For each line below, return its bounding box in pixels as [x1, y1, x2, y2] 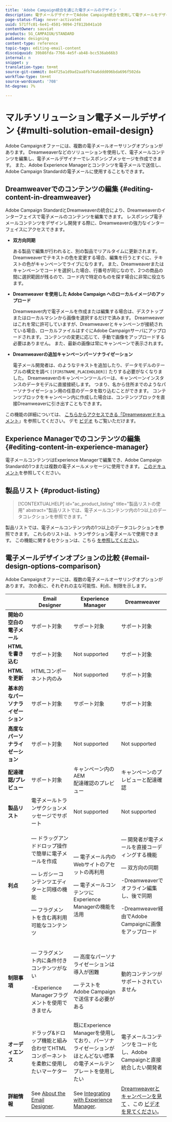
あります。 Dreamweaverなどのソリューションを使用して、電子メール [5, 149, 152, 155]
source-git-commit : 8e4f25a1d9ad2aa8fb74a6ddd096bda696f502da [5, 70, 141, 75]
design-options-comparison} [5, 562, 101, 571]
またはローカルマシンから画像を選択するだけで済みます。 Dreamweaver [12, 315, 165, 321]
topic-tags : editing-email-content [5, 46, 81, 51]
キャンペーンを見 [121, 1092, 162, 1099]
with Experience [73, 1096, 113, 1103]
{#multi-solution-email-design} [16, 124, 154, 136]
